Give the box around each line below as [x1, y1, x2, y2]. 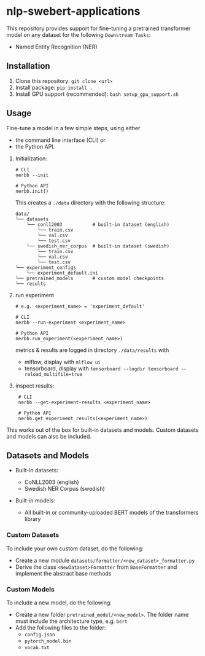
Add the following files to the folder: [15, 623, 106, 631]
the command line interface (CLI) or [15, 136, 106, 144]
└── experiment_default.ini [26, 270, 98, 276]
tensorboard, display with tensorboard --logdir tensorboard [24, 364, 179, 372]
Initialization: [15, 155, 48, 162]
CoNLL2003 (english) [24, 478, 79, 486]
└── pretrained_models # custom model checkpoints [15, 275, 164, 281]
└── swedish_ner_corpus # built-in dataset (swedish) [26, 243, 170, 249]
